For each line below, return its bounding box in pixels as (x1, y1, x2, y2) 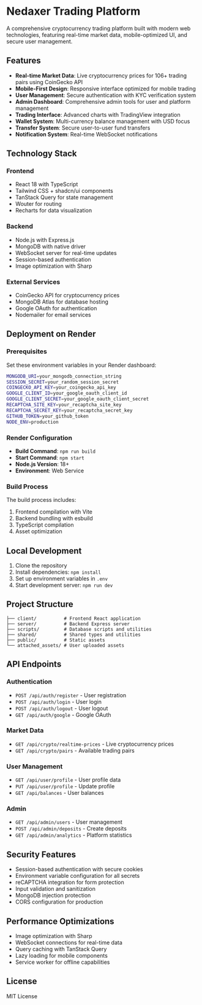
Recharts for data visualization (15, 207, 92, 214)
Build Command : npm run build (15, 447, 96, 455)
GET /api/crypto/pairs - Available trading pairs (15, 746, 135, 754)
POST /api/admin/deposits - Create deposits (15, 825, 127, 832)
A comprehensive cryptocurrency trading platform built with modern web (6, 25, 191, 32)
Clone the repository (15, 562, 67, 569)
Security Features (6, 849, 77, 859)
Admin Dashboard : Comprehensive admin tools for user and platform (15, 98, 191, 105)
